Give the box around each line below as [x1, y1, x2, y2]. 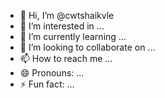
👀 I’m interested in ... [19, 20, 105, 32]
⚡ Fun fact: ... [19, 78, 75, 90]
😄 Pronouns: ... [19, 67, 85, 79]
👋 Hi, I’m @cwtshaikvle [19, 10, 115, 21]
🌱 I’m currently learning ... [19, 31, 127, 42]
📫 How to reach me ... [19, 53, 113, 64]
